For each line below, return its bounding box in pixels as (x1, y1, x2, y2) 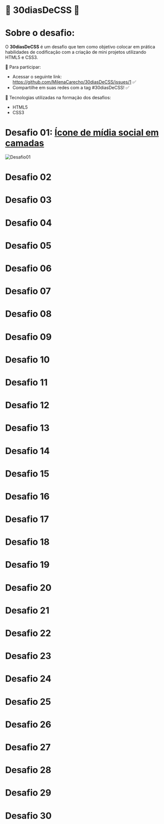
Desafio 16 (5, 491, 50, 502)
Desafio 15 (5, 468, 50, 479)
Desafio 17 (5, 513, 49, 525)
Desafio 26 (5, 719, 51, 730)
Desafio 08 (5, 309, 52, 320)
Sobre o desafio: (5, 27, 75, 39)
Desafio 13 (5, 422, 50, 434)
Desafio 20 (5, 582, 52, 593)
